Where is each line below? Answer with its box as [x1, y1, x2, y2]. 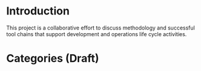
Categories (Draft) [6, 52, 100, 66]
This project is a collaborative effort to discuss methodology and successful [6, 24, 195, 31]
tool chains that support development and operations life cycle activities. [6, 30, 187, 37]
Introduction [6, 4, 70, 18]
